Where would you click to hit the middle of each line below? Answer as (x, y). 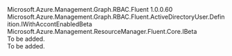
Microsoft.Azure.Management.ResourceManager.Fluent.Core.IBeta (102, 31)
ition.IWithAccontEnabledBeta (50, 24)
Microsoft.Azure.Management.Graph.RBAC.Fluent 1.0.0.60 (90, 9)
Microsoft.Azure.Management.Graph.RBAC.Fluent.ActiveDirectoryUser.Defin (116, 17)
